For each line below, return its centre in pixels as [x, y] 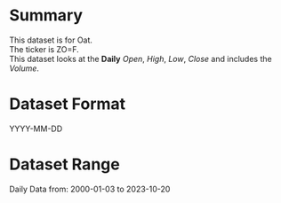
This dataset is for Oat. [51, 40]
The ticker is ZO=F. [44, 49]
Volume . [24, 68]
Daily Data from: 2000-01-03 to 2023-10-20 [90, 189]
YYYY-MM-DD [36, 129]
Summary [46, 16]
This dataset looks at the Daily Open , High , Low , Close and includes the [141, 59]
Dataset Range [64, 164]
